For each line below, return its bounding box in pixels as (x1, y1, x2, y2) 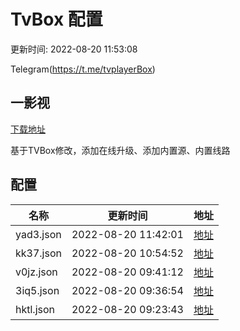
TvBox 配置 (10, 8, 103, 31)
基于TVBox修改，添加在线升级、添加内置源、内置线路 (10, 144, 231, 156)
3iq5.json (15, 283, 60, 297)
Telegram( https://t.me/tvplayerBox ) (10, 63, 156, 75)
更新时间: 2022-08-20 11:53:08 (10, 43, 138, 55)
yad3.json (15, 227, 62, 241)
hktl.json (15, 302, 56, 316)
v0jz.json (15, 265, 58, 279)
